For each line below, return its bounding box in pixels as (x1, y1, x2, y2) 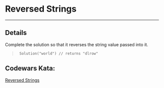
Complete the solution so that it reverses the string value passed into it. (5, 41, 148, 47)
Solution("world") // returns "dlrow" (19, 51, 99, 56)
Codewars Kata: (5, 64, 55, 72)
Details (5, 29, 27, 37)
